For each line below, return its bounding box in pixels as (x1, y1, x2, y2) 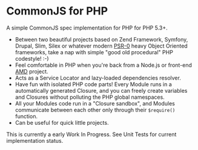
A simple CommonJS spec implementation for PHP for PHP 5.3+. (6, 24, 168, 31)
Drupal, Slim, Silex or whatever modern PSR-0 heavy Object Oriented (15, 42, 188, 49)
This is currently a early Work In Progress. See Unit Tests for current (6, 131, 177, 138)
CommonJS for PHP (6, 4, 108, 18)
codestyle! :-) (15, 55, 50, 62)
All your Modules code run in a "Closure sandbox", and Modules (15, 99, 176, 107)
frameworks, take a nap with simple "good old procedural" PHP (15, 48, 174, 55)
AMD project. (15, 67, 48, 75)
